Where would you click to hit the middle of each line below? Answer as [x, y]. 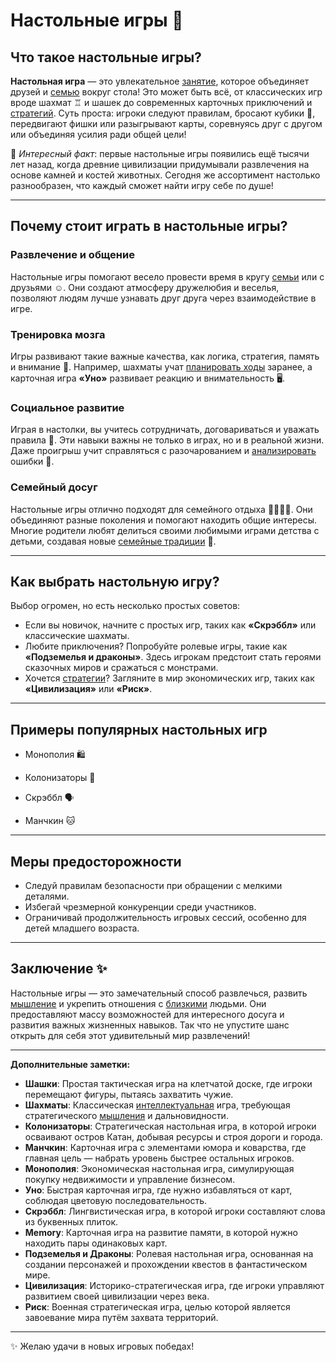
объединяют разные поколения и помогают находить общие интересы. [164, 520]
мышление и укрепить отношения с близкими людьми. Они [138, 1003]
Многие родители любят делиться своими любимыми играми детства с [165, 530]
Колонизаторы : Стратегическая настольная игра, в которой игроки [170, 1126]
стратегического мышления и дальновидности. [126, 1115]
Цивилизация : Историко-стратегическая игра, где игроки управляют [174, 1285]
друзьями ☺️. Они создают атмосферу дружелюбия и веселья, [145, 287]
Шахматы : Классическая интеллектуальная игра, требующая [157, 1105]
